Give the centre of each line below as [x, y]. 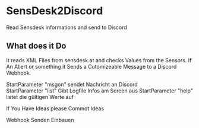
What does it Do [36, 46]
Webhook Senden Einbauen [40, 120]
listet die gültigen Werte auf [40, 97]
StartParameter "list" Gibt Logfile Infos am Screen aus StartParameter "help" [99, 91]
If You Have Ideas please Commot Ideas [55, 108]
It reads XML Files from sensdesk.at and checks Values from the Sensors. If [99, 60]
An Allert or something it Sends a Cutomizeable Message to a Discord [91, 66]
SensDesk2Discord [55, 11]
